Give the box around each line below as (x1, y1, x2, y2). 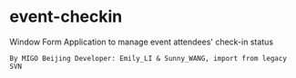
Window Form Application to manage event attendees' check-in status (9, 36, 274, 47)
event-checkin (9, 6, 123, 27)
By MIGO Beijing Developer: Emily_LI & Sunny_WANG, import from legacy (9, 54, 287, 63)
